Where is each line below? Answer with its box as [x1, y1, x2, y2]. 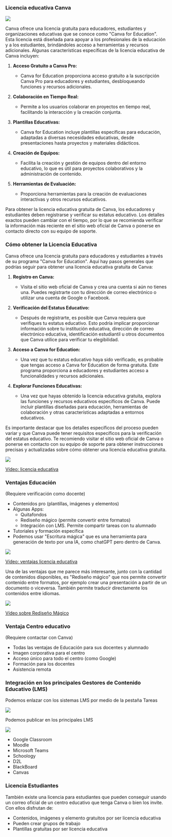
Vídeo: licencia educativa [5, 466, 59, 472]
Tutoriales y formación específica [12, 528, 84, 534]
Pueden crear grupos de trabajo [12, 820, 81, 826]
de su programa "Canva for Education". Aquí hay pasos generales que [5, 258, 154, 264]
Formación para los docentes [12, 661, 75, 667]
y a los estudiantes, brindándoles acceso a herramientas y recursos [5, 42, 149, 48]
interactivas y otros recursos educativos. [20, 196, 107, 202]
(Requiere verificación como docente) [5, 491, 86, 497]
